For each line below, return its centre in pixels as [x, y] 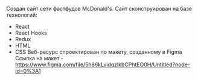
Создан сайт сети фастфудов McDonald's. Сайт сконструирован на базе [99, 9]
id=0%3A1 [28, 71]
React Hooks [31, 33]
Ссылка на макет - [39, 58]
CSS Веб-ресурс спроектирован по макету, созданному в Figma [98, 52]
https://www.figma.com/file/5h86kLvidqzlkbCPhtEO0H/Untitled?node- [103, 64]
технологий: [22, 15]
